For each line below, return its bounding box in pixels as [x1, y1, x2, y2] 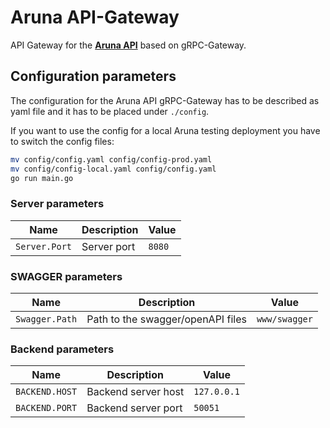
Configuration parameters [10, 68, 177, 85]
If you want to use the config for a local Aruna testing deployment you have [10, 124, 321, 136]
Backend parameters [10, 342, 115, 356]
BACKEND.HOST [15, 386, 78, 398]
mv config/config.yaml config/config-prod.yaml [10, 154, 213, 165]
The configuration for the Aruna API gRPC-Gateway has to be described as [10, 94, 320, 106]
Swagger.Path [15, 313, 78, 325]
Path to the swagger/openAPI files [86, 312, 247, 326]
